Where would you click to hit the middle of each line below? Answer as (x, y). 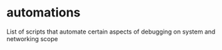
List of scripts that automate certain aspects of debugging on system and (111, 32)
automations (44, 13)
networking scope (32, 38)
